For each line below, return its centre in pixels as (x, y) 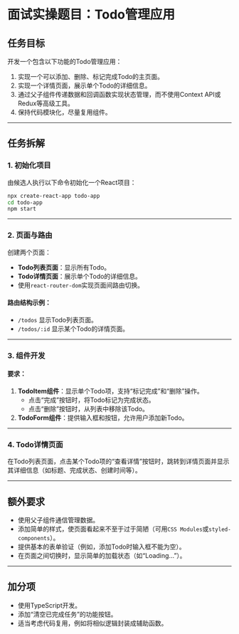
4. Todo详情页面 (35, 444)
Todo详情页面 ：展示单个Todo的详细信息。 (80, 276)
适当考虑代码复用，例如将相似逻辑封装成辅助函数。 (92, 623)
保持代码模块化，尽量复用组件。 (64, 112)
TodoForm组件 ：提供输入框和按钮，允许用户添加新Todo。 (103, 418)
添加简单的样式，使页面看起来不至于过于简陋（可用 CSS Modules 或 (113, 529)
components (34, 539)
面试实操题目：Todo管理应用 (91, 15)
